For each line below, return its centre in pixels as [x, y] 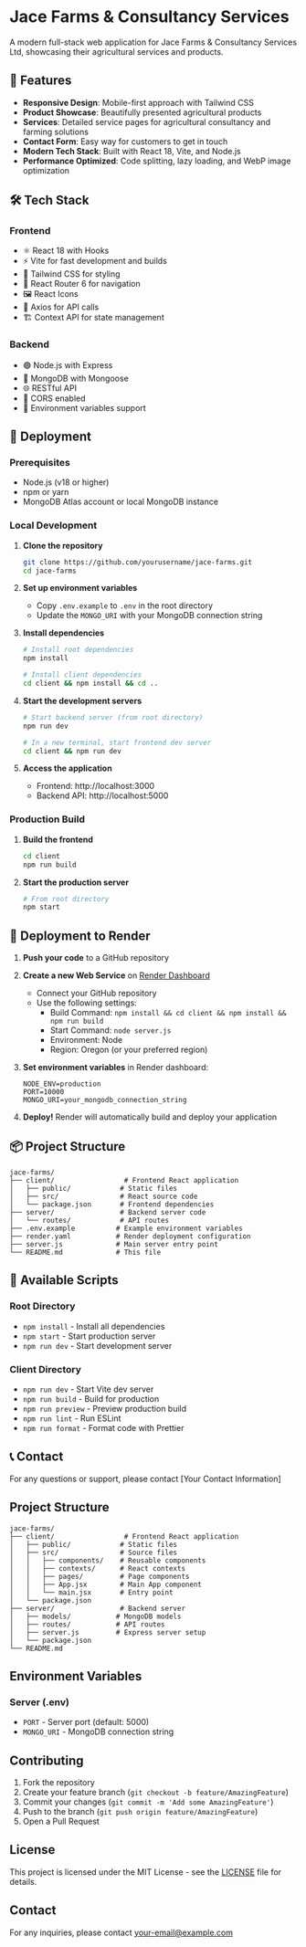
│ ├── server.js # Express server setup [108, 1632]
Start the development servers [82, 700]
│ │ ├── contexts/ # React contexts [97, 1568]
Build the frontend [58, 839]
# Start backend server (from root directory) [113, 717]
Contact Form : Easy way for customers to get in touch [125, 141]
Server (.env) [40, 1702]
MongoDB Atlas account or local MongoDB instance [121, 502]
